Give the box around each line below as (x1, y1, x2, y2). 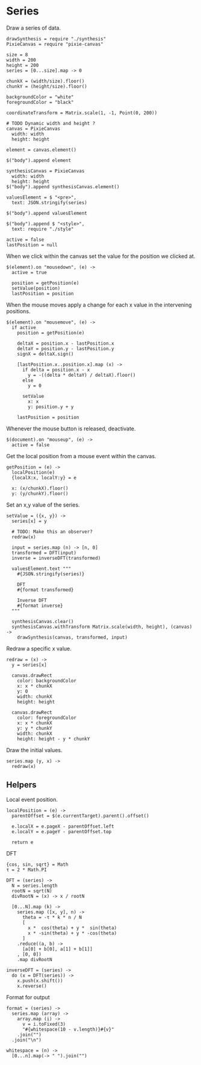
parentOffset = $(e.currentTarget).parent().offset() (11, 813, 149, 819)
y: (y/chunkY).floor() (11, 490, 69, 496)
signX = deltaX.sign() (17, 351, 74, 357)
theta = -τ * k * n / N (22, 914, 82, 920)
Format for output (6, 993, 50, 1000)
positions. (6, 307, 31, 315)
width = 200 (6, 57, 36, 63)
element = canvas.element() (6, 147, 77, 153)
